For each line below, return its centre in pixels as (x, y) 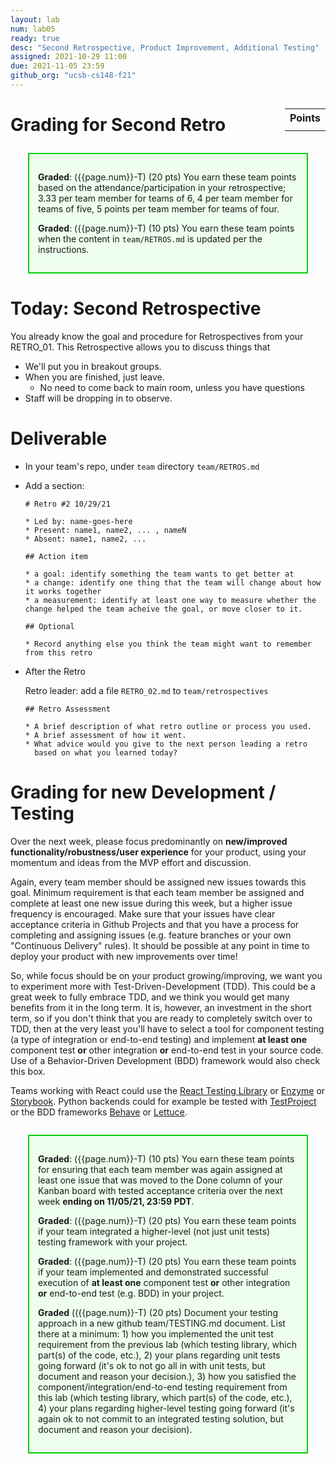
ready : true (35, 38)
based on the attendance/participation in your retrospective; (162, 188)
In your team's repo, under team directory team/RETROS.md (142, 466)
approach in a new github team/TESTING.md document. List (162, 1323)
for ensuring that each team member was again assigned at (160, 1169)
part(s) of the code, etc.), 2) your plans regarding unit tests (159, 1355)
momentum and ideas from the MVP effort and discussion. (131, 862)
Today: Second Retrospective (136, 308)
